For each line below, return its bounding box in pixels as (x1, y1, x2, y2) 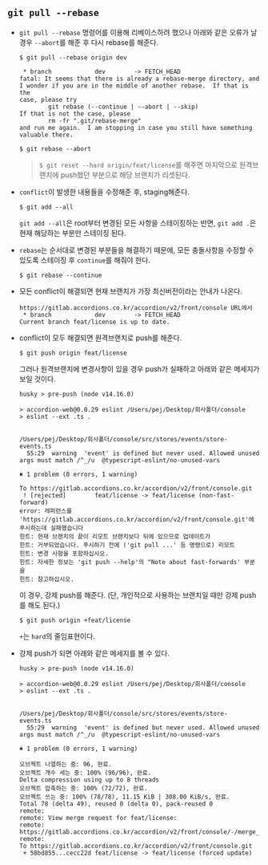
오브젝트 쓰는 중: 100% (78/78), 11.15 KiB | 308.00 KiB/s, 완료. (18, 793, 230, 801)
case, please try (18, 95, 78, 104)
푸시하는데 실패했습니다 (18, 524, 84, 532)
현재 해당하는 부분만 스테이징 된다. (18, 228, 126, 238)
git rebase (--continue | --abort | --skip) (48, 103, 199, 111)
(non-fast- (198, 491, 235, 499)
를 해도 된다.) (18, 600, 61, 610)
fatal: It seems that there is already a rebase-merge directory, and (18, 75, 260, 83)
